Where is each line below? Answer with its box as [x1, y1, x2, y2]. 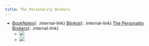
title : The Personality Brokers [5, 7, 70, 12]
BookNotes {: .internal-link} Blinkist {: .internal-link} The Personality [12, 20, 144, 26]
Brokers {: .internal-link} [12, 25, 59, 31]
